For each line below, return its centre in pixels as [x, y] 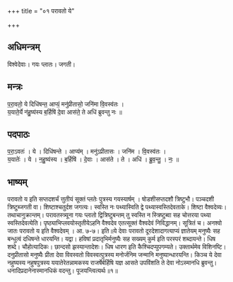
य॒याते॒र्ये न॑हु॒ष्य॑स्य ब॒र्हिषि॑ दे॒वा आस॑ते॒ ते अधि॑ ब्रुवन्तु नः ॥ [65, 112]
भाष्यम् [17, 182]
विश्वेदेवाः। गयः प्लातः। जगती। [41, 64]
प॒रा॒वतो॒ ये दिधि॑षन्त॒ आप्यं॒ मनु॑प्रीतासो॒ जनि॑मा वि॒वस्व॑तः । [66, 104]
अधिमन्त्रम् [24, 47]
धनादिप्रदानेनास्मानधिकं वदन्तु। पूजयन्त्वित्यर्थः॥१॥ [63, 271]
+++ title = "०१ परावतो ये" [41, 11]
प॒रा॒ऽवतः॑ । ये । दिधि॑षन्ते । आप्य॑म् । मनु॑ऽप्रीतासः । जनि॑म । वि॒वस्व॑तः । [87, 151]
